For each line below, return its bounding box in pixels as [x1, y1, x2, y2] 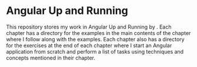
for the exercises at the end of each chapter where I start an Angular [6, 42, 172, 49]
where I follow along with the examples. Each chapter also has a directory [6, 36, 185, 43]
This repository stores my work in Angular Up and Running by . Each [6, 23, 172, 30]
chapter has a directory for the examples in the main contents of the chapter [6, 29, 191, 36]
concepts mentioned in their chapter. [6, 54, 96, 61]
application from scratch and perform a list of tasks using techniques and [6, 48, 184, 55]
